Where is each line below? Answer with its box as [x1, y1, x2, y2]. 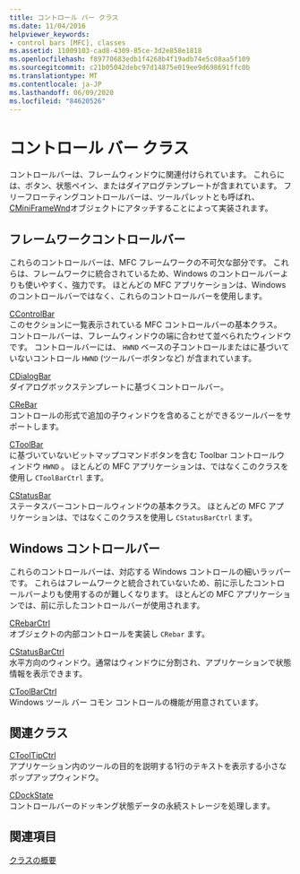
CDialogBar [9, 371, 52, 382]
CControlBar [9, 308, 56, 319]
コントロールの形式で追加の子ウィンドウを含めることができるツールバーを [9, 410, 284, 421]
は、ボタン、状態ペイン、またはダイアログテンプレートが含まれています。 [9, 180, 282, 191]
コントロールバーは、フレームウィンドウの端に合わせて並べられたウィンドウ [9, 331, 292, 342]
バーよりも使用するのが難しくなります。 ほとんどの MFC [24, 588, 235, 599]
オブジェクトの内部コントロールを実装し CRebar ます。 [9, 628, 210, 639]
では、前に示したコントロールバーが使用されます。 [16, 600, 205, 610]
